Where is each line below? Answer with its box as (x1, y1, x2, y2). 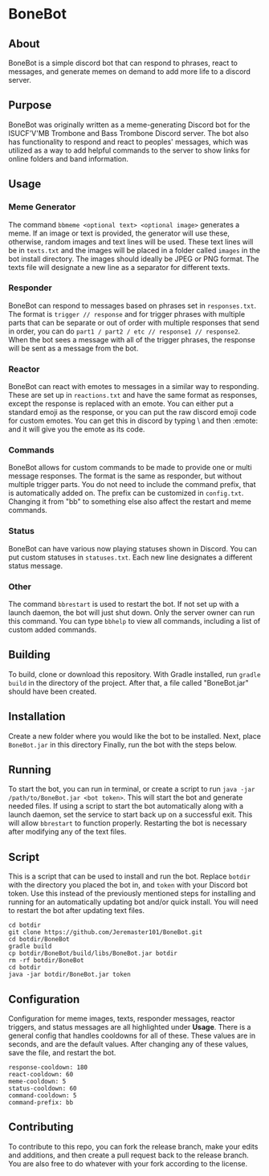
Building (8, 648, 51, 662)
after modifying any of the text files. (8, 827, 127, 837)
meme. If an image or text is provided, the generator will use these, (8, 228, 230, 238)
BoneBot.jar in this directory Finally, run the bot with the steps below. (8, 740, 237, 749)
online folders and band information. (8, 154, 128, 163)
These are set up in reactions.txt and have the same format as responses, (8, 391, 258, 400)
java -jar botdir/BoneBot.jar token (8, 970, 131, 979)
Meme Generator (8, 202, 76, 213)
